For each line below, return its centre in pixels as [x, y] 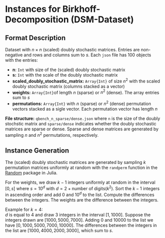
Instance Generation [37, 151]
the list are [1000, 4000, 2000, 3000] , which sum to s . [59, 230]
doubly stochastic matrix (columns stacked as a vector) [68, 86]
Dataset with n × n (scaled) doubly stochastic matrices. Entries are [72, 50]
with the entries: [21, 60]
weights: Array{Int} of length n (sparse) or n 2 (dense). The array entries [86, 92]
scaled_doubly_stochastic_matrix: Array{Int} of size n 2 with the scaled [86, 81]
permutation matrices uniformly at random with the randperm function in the [81, 168]
